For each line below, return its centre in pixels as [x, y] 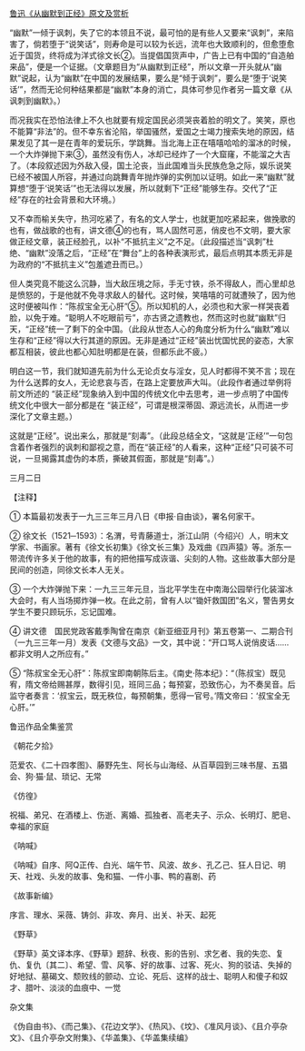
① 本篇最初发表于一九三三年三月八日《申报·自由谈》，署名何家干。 [135, 516]
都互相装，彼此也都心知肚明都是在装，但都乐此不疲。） [111, 352]
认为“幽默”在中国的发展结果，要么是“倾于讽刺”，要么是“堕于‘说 [162, 78]
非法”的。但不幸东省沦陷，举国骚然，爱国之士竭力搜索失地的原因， [162, 131]
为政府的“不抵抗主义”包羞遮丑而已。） [79, 264]
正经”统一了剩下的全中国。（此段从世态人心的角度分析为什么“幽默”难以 [159, 329]
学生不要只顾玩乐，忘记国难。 [65, 612]
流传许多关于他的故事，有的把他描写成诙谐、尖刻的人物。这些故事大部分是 [156, 558]
